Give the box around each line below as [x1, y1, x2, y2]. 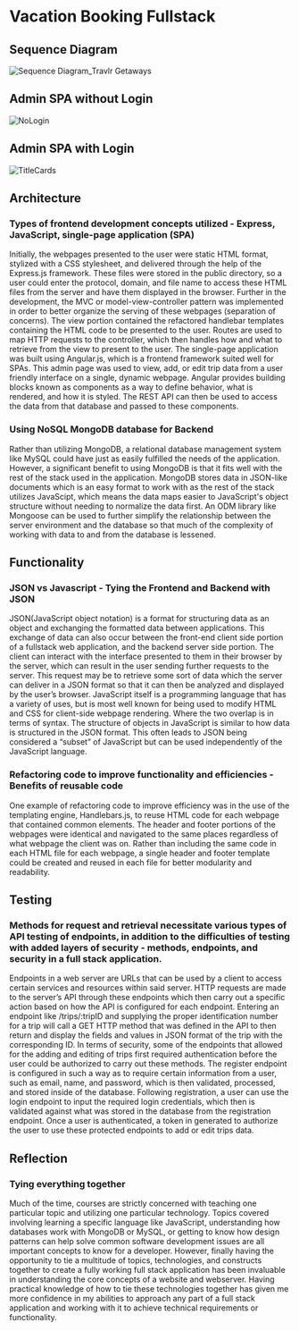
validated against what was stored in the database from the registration [9, 1106, 271, 1116]
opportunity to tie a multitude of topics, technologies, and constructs [9, 1254, 262, 1266]
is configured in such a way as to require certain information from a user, [9, 1068, 277, 1079]
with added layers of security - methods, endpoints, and [9, 941, 259, 954]
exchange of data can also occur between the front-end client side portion [9, 632, 284, 643]
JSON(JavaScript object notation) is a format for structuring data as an [9, 613, 270, 624]
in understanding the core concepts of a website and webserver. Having [9, 1274, 275, 1285]
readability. [9, 866, 51, 877]
